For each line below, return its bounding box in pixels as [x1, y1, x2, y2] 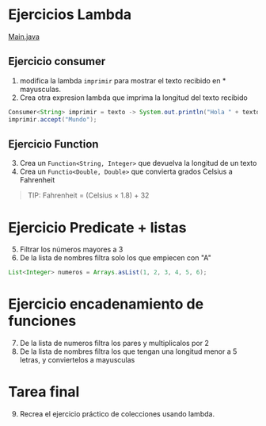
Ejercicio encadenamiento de [8, 295, 204, 313]
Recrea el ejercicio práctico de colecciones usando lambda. [19, 409, 215, 418]
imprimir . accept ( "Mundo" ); [8, 115, 97, 124]
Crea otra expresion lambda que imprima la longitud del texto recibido [19, 93, 248, 102]
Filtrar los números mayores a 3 [19, 244, 123, 255]
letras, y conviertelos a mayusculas [19, 355, 135, 365]
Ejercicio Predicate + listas [8, 218, 187, 236]
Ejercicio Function [8, 137, 99, 151]
